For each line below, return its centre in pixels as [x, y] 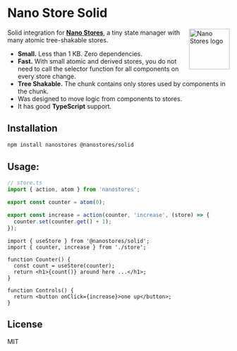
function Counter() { [39, 259]
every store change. [47, 76]
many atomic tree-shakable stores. [58, 40]
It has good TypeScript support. [64, 106]
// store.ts [25, 183]
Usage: [24, 167]
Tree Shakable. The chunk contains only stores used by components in [121, 83]
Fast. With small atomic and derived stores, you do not [97, 61]
